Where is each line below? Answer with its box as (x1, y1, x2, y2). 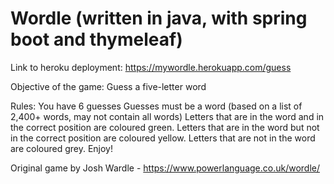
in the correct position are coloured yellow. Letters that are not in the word (10, 132, 316, 144)
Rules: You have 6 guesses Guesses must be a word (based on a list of (10, 100, 303, 112)
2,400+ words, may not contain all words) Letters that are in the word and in (10, 110, 325, 122)
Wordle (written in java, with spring (10, 7, 308, 30)
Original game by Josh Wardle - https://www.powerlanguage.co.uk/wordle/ (10, 162, 321, 174)
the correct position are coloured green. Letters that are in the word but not (10, 121, 320, 133)
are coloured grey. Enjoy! (10, 142, 113, 154)
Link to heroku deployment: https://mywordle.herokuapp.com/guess (10, 61, 292, 73)
